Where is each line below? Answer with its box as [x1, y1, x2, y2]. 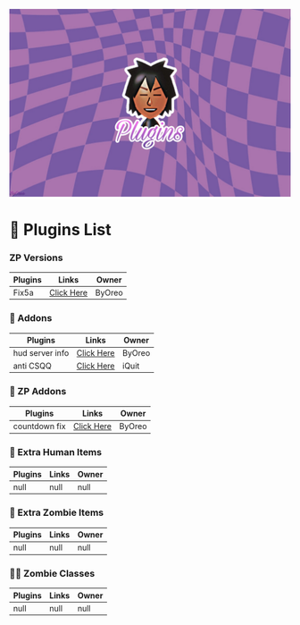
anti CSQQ [12, 360, 52, 371]
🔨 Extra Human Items [9, 445, 103, 458]
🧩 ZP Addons [9, 385, 67, 398]
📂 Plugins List [9, 219, 112, 240]
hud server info [12, 348, 70, 359]
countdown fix [12, 421, 66, 432]
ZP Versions [9, 251, 63, 264]
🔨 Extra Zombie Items [9, 506, 104, 519]
